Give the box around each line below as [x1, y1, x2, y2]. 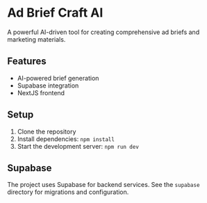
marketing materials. [7, 35, 66, 43]
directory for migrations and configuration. [7, 188, 129, 196]
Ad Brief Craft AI [7, 5, 104, 21]
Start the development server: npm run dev [17, 142, 139, 150]
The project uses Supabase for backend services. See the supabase [7, 181, 200, 189]
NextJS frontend [17, 88, 65, 97]
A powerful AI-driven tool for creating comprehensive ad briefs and [7, 28, 200, 36]
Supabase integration [17, 81, 79, 90]
